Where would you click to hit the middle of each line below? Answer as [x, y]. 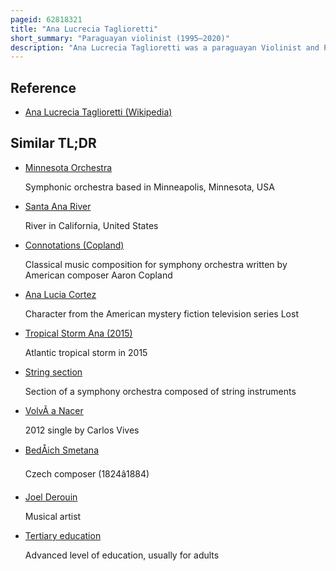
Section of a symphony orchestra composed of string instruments [160, 391]
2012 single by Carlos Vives [82, 430]
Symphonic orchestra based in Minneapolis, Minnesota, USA [149, 187]
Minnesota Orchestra [68, 167]
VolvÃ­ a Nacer [54, 410]
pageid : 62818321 [46, 19]
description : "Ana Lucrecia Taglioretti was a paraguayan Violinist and [165, 47]
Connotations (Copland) [74, 245]
